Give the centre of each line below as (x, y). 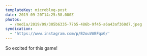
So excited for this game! (31, 48)
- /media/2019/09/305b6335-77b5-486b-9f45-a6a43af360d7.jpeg (76, 24)
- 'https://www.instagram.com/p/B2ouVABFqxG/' (60, 34)
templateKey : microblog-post (36, 10)
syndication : (19, 29)
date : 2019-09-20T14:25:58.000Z (39, 15)
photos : (13, 19)
